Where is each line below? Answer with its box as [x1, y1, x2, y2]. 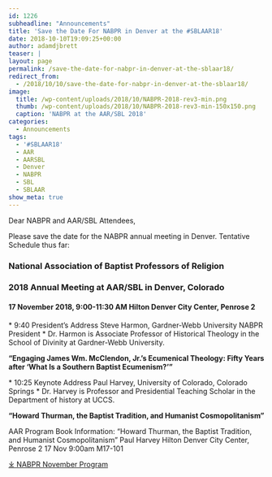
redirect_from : [8, 72, 60, 80]
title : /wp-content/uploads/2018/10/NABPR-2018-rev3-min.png [15, 95, 227, 103]
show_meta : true [8, 193, 63, 202]
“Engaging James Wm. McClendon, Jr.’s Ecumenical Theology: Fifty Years [8, 353, 265, 362]
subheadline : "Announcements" [8, 20, 111, 28]
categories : [8, 118, 49, 126]
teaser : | [8, 50, 42, 58]
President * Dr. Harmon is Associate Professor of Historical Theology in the [8, 328, 260, 338]
